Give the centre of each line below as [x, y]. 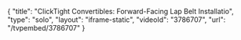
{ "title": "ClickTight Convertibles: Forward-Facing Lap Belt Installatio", [121, 11]
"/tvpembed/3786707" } [46, 28]
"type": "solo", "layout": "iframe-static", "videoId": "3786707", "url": [117, 20]
